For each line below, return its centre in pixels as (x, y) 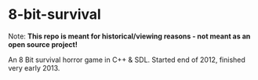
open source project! (43, 44)
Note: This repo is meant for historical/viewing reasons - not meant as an (129, 36)
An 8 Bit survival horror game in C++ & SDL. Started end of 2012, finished (127, 60)
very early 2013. (34, 67)
